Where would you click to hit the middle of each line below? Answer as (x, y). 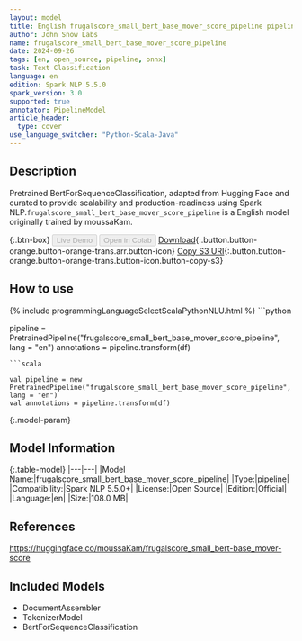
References (42, 526)
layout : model (36, 18)
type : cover (40, 127)
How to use (41, 289)
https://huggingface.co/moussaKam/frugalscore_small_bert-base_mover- (146, 548)
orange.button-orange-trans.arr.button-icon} (92, 251)
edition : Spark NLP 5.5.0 (58, 85)
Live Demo (75, 240)
